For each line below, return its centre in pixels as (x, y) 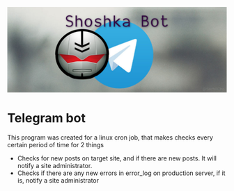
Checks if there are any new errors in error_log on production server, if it (121, 173)
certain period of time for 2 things (56, 144)
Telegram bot (46, 118)
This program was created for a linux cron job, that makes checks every (110, 137)
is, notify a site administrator (58, 180)
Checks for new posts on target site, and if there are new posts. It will (117, 158)
